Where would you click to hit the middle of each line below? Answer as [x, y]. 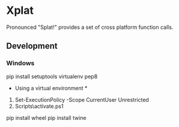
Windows [20, 63]
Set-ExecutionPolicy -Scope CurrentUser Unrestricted [82, 99]
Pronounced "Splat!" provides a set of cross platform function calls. [90, 27]
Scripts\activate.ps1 [39, 106]
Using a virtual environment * [51, 88]
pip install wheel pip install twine [46, 117]
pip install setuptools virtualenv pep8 [52, 76]
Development [32, 46]
